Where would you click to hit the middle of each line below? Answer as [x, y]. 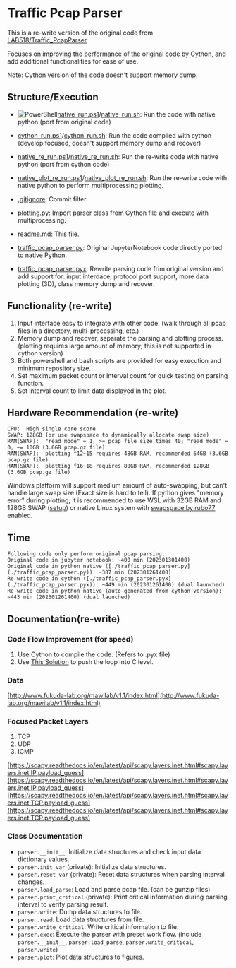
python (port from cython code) [63, 164]
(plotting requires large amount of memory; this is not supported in [114, 346]
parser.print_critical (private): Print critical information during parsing [122, 897]
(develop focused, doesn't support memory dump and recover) [109, 143]
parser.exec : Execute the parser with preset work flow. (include [110, 934]
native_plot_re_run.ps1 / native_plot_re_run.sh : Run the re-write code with [122, 177]
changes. [31, 882]
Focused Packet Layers [48, 721]
